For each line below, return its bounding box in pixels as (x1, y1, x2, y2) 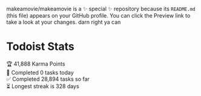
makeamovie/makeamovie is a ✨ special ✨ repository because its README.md (6, 5, 196, 12)
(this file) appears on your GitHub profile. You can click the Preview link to (6, 12, 191, 19)
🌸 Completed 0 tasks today (6, 69, 74, 76)
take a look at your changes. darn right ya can (6, 18, 121, 26)
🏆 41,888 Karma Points (6, 60, 65, 67)
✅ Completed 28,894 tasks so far (6, 75, 90, 83)
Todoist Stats (6, 39, 74, 53)
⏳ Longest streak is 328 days (6, 82, 80, 90)
